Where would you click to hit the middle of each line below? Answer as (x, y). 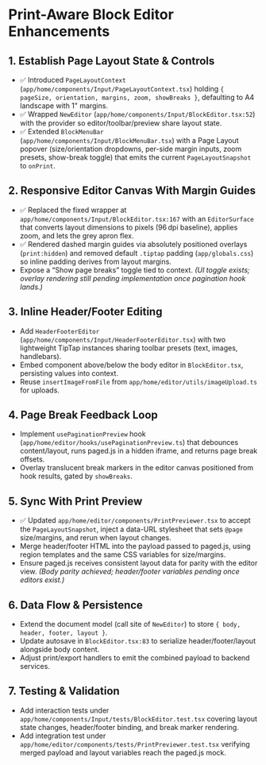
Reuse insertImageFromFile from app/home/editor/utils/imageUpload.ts (139, 381)
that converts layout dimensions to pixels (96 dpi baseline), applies (129, 227)
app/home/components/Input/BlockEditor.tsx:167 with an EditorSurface (137, 218)
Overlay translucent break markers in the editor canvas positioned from (137, 468)
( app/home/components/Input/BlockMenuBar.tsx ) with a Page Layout (129, 140)
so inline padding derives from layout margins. (96, 261)
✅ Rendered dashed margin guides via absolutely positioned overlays (133, 244)
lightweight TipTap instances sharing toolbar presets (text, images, (129, 348)
